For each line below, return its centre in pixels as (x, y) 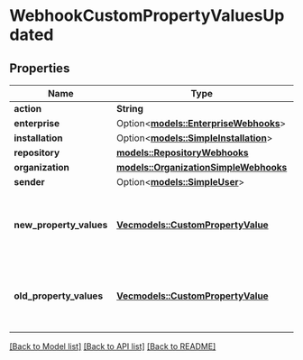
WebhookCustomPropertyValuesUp (147, 16)
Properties (40, 68)
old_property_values (59, 296)
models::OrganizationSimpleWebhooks (202, 167)
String (130, 109)
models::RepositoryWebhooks (183, 152)
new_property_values (61, 225)
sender (29, 182)
